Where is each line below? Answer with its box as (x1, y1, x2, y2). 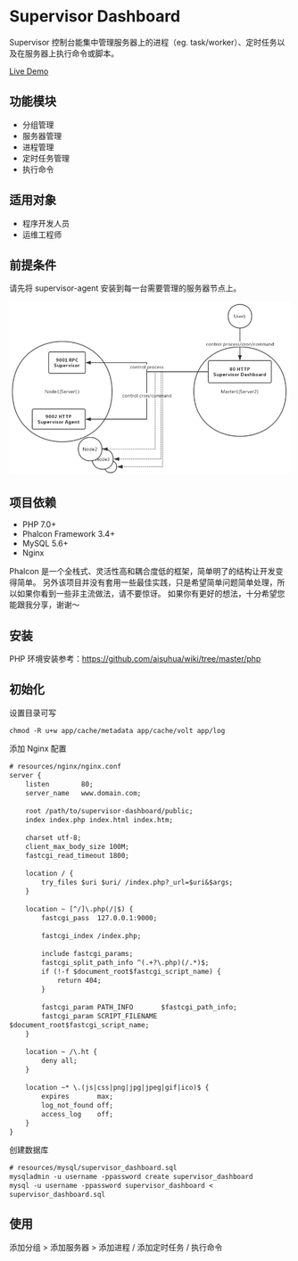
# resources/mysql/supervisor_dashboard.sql (9, 1163, 178, 1172)
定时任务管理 (21, 152, 70, 163)
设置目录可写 (9, 707, 56, 718)
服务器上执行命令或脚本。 (24, 47, 119, 59)
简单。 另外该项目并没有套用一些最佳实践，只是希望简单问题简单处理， (16, 577, 277, 588)
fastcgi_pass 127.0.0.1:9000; (41, 913, 158, 922)
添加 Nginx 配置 (9, 743, 67, 754)
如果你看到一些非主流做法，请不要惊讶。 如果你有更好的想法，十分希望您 (16, 589, 286, 599)
